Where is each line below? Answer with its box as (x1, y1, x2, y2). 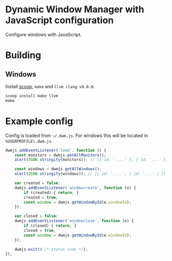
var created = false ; (14, 180, 60, 186)
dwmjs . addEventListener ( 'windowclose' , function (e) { (14, 218, 134, 224)
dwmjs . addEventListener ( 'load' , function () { (5, 148, 106, 153)
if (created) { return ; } (24, 190, 79, 195)
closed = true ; (24, 228, 56, 233)
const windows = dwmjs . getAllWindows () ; (14, 167, 102, 172)
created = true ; (24, 195, 58, 200)
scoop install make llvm (5, 93, 58, 98)
